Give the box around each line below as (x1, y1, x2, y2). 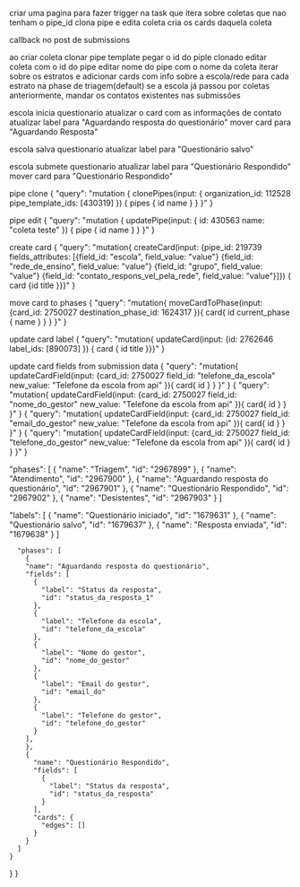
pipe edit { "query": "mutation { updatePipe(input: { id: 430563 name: (9, 215, 266, 225)
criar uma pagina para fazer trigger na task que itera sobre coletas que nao (9, 8, 287, 18)
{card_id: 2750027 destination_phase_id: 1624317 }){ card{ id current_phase (9, 307, 290, 317)
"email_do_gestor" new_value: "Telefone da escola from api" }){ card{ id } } (9, 418, 286, 429)
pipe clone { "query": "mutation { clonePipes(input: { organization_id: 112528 (9, 188, 291, 198)
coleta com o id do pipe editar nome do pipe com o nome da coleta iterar (9, 62, 279, 72)
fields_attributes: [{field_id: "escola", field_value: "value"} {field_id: (9, 251, 253, 262)
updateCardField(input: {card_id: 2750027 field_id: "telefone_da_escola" (9, 370, 276, 380)
